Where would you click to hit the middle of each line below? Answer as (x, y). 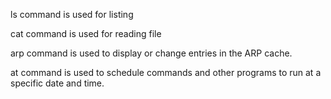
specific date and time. (57, 83)
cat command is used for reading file (86, 33)
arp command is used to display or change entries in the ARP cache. (151, 53)
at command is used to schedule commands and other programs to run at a (166, 72)
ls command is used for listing (72, 14)
